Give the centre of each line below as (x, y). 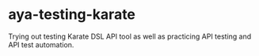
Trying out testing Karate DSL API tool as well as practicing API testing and (130, 36)
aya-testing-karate (72, 15)
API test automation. (41, 44)
